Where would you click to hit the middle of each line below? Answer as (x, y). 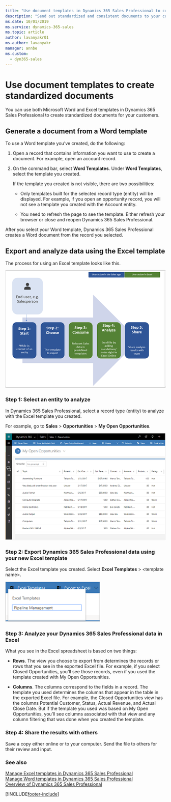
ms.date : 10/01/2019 (27, 21)
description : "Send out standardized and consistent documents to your (83, 16)
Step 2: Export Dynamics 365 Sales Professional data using (80, 552)
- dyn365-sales (26, 59)
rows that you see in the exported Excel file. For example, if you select (86, 666)
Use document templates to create (80, 85)
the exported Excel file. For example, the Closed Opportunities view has (88, 698)
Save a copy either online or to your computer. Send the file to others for (81, 743)
